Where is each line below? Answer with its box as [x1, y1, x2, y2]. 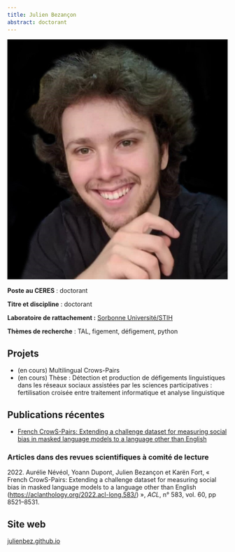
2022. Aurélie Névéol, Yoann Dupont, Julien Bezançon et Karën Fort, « [7, 468, 210, 476]
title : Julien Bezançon [7, 11, 77, 18]
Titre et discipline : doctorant [7, 300, 92, 308]
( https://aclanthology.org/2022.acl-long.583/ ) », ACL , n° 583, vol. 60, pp [7, 490, 217, 499]
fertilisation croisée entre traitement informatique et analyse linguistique [17, 389, 225, 397]
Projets [7, 347, 40, 359]
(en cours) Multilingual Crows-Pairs [17, 366, 120, 375]
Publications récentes [7, 408, 105, 420]
